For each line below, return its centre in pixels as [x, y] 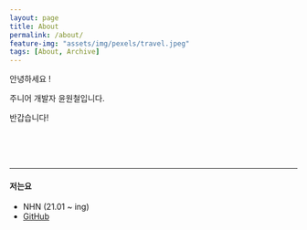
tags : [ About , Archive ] [55, 52]
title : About [34, 26]
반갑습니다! [29, 118]
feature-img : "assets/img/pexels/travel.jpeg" [100, 43]
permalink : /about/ [47, 35]
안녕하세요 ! [31, 79]
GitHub [36, 216]
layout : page [34, 18]
